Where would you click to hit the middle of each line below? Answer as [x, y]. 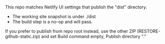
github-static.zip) [23, 36]
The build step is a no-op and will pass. [52, 22]
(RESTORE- [149, 31]
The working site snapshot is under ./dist [54, 16]
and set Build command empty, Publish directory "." [94, 36]
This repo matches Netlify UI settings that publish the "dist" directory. [76, 7]
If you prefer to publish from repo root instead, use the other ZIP [71, 31]
